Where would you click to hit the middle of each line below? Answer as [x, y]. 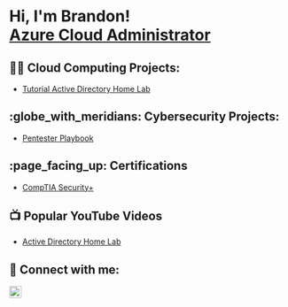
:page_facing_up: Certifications [98, 166]
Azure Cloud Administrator [110, 35]
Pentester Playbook [58, 138]
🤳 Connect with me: [64, 269]
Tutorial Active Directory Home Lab [86, 89]
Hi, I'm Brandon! [70, 16]
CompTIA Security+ [58, 187]
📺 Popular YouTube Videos [86, 216]
